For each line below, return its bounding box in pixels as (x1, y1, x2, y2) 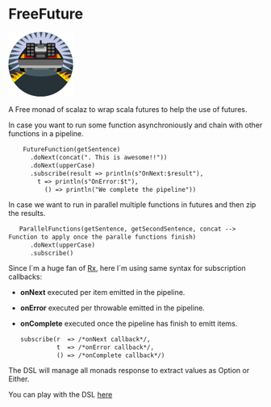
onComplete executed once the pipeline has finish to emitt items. (19, 318, 238, 328)
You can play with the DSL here (8, 389, 113, 399)
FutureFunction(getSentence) (23, 145, 121, 153)
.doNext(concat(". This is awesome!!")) (29, 153, 168, 161)
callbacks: (8, 272, 43, 281)
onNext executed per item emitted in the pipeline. (19, 287, 186, 297)
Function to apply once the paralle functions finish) (8, 233, 197, 241)
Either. (8, 374, 30, 384)
